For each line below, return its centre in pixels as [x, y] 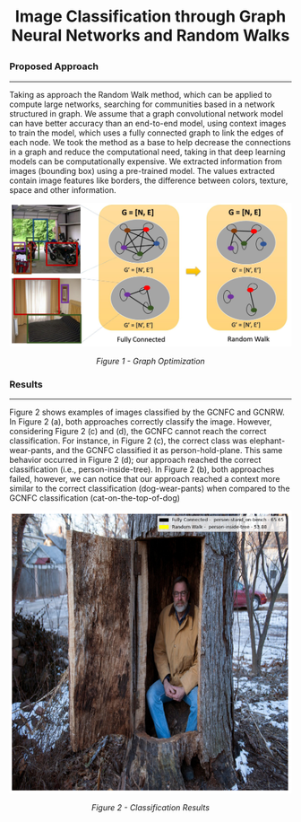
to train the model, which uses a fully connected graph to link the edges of [146, 133]
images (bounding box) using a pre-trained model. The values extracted [142, 171]
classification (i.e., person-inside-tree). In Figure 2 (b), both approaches [142, 469]
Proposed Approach [54, 66]
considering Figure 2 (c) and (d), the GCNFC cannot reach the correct [138, 432]
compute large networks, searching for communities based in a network [142, 104]
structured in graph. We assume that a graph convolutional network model [146, 113]
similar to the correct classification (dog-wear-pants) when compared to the [150, 489]
